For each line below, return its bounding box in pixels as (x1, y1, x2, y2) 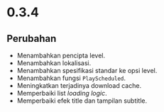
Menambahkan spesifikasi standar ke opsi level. (16, 67, 158, 74)
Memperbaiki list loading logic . (16, 89, 107, 97)
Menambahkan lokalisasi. (16, 59, 92, 67)
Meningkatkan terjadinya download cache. (16, 82, 142, 89)
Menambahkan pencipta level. (16, 51, 106, 60)
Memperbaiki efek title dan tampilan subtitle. (16, 96, 148, 105)
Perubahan (6, 33, 57, 45)
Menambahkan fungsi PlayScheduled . (16, 74, 126, 82)
